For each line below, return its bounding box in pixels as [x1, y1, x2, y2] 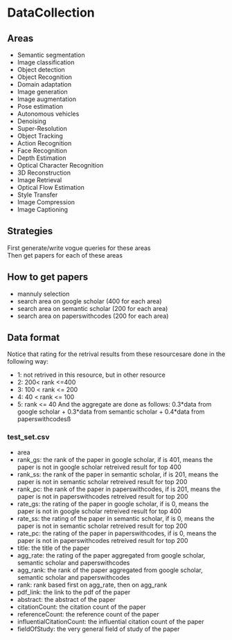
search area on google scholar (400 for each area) [17, 296, 162, 305]
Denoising [17, 117, 46, 125]
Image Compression [17, 198, 75, 206]
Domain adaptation [17, 80, 72, 88]
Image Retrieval [17, 176, 62, 184]
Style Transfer [17, 190, 58, 199]
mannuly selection [17, 290, 70, 298]
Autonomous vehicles [17, 109, 80, 118]
